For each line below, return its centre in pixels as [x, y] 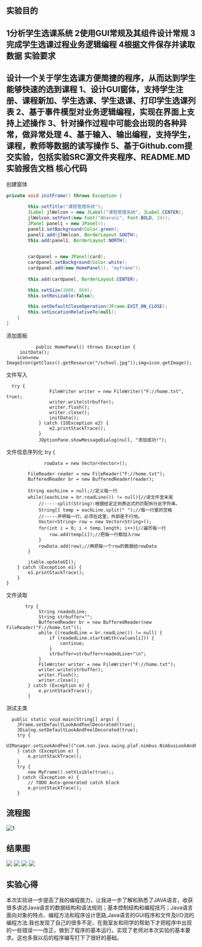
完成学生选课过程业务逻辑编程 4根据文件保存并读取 [101, 44]
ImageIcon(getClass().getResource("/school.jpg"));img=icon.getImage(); [99, 363]
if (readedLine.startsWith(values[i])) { [102, 638]
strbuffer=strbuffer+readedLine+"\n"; [98, 654]
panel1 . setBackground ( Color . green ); [74, 229]
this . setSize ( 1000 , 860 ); [60, 290]
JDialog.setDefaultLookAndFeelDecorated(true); [78, 730]
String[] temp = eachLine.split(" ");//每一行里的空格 [105, 510]
